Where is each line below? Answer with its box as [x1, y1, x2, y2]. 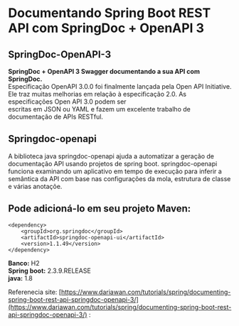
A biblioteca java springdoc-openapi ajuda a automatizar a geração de [8, 151, 214, 161]
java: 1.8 [8, 273, 33, 282]
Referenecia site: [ [8, 288, 62, 296]
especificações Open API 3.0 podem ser [8, 97, 127, 106]
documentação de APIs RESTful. [8, 112, 104, 121]
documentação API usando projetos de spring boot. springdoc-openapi [8, 159, 218, 168]
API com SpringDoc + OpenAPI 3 [8, 20, 205, 36]
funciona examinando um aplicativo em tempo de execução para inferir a [8, 167, 223, 175]
